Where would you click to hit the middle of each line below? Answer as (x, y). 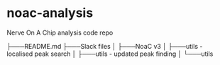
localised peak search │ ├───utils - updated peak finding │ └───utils (110, 54)
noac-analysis (50, 13)
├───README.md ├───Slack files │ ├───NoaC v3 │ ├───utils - (105, 46)
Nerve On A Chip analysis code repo (60, 32)
